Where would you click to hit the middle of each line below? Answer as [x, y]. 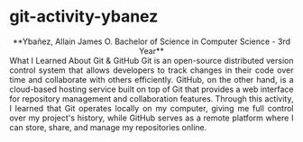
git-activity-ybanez [84, 17]
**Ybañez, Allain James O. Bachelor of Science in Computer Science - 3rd [151, 41]
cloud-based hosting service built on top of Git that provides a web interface [151, 89]
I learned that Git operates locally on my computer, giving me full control [151, 108]
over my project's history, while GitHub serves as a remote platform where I [151, 118]
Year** [151, 50]
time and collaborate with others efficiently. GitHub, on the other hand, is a [151, 79]
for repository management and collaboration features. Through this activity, [151, 98]
